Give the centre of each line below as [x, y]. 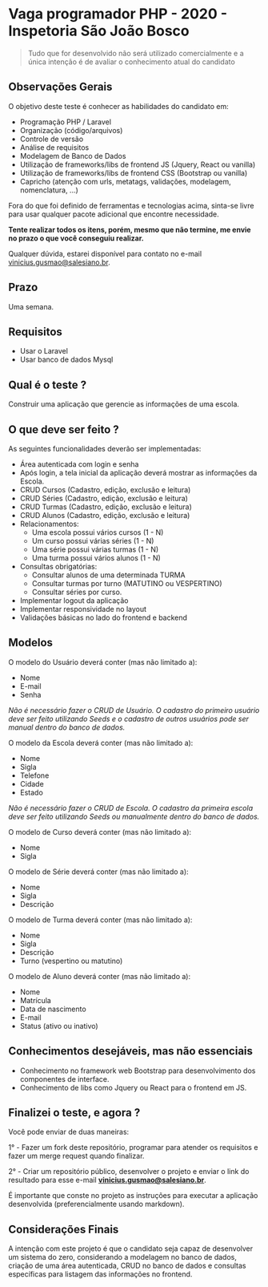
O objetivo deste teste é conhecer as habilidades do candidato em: [119, 106]
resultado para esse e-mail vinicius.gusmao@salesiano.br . [107, 1180]
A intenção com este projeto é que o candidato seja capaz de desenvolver [131, 1249]
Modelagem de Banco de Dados [73, 156]
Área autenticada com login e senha [79, 464]
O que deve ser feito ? [64, 429]
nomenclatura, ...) [49, 190]
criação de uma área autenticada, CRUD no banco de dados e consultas [127, 1266]
